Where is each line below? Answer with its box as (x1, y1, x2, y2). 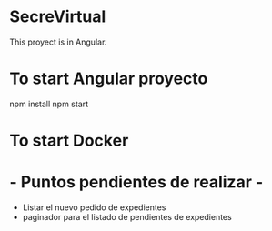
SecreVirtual (9, 6, 106, 27)
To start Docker (9, 130, 129, 151)
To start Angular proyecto (9, 68, 208, 89)
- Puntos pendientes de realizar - (9, 172, 264, 193)
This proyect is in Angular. (9, 36, 107, 47)
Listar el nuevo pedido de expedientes (22, 202, 166, 213)
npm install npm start (9, 98, 89, 109)
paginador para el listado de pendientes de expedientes (22, 212, 232, 222)
